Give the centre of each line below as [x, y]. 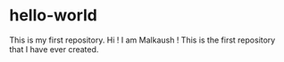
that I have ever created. [54, 49]
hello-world [54, 15]
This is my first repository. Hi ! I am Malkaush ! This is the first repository [142, 40]
